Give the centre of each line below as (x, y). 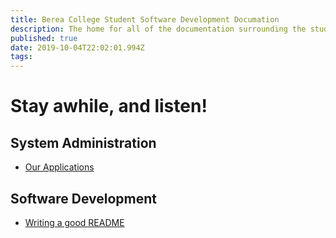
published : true (44, 38)
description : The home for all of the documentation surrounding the (158, 29)
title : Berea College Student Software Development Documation (145, 19)
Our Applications (59, 167)
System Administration (83, 142)
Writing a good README (74, 222)
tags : (21, 57)
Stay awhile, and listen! (109, 106)
